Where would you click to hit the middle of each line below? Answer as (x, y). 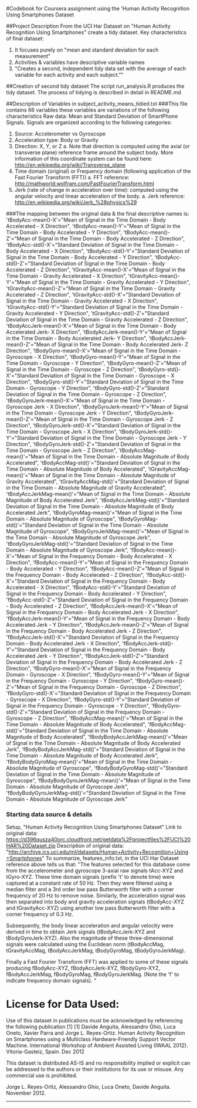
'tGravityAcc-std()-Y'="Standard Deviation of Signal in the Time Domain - (95, 307)
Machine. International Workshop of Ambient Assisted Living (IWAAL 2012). (97, 1045)
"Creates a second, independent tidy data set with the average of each (100, 69)
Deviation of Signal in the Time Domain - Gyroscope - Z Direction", (86, 394)
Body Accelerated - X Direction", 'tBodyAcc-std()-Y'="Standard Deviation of (98, 251)
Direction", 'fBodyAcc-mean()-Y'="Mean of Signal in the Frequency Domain (97, 563)
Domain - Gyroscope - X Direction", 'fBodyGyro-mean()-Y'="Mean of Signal (98, 674)
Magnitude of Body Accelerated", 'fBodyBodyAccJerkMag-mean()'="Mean (97, 737)
